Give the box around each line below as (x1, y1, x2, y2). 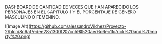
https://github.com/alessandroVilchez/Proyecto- (30, 23, 126, 29)
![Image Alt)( (5, 23, 30, 29)
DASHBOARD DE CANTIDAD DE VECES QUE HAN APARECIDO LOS (5, 4, 139, 10)
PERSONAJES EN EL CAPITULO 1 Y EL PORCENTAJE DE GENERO (5, 9, 136, 15)
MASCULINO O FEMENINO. (5, 14, 60, 20)
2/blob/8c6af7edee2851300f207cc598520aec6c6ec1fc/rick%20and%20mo (5, 29, 158, 34)
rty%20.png (5, 33, 29, 39)
